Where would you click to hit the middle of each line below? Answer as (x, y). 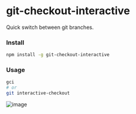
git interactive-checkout (38, 93)
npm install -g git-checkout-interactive (58, 55)
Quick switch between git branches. (50, 27)
